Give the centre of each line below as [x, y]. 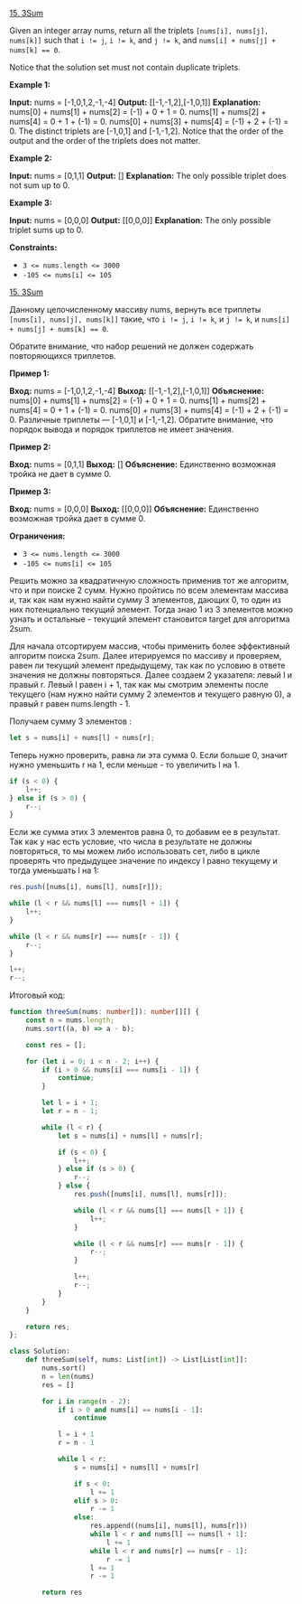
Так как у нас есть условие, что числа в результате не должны [131, 842]
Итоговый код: [37, 995]
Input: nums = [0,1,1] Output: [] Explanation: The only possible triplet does [148, 176]
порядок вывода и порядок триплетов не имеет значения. [122, 429]
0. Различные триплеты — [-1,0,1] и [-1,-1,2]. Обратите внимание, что [141, 420]
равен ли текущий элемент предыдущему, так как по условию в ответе [147, 665]
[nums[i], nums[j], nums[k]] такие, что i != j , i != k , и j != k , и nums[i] [150, 319]
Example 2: [31, 158]
